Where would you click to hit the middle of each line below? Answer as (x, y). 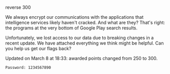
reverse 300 (18, 7)
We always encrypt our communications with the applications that (74, 17)
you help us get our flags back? (38, 48)
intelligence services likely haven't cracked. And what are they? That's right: (85, 23)
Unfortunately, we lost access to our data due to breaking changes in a (80, 38)
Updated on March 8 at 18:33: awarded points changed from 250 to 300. (81, 58)
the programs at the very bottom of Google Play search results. (71, 28)
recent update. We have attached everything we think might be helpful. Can (84, 43)
